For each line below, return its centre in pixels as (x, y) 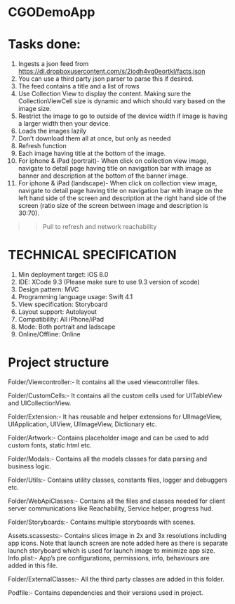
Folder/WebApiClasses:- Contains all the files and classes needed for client (116, 501)
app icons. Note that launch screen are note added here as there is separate (118, 543)
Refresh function (42, 146)
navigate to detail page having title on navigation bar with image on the (121, 191)
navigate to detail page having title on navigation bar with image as (115, 169)
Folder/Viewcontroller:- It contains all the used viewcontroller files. (104, 382)
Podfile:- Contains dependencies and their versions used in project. (106, 593)
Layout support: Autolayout (58, 312)
